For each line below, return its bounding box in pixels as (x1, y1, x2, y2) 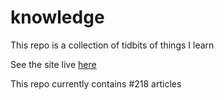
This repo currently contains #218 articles (10, 77, 182, 90)
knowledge (10, 6, 105, 29)
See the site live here (10, 58, 97, 70)
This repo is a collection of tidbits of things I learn (10, 39, 215, 51)
